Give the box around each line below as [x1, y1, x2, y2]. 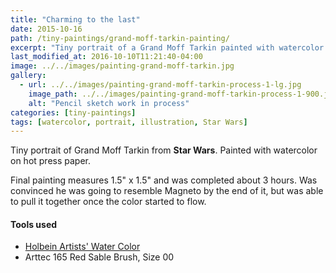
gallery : [10, 71, 47, 81]
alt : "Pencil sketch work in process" [28, 98, 190, 108]
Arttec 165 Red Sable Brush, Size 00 [24, 251, 175, 263]
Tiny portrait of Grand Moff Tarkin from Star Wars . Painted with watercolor [10, 144, 318, 156]
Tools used [10, 218, 58, 230]
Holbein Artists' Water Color [24, 241, 141, 253]
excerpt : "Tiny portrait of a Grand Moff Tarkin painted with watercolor [10, 42, 325, 53]
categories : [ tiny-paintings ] [10, 107, 137, 118]
